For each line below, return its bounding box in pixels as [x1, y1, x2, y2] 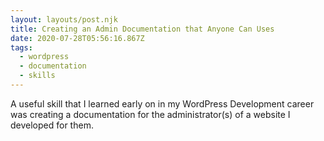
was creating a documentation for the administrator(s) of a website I [10, 108, 291, 120]
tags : [10, 42, 33, 53]
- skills [19, 71, 56, 81]
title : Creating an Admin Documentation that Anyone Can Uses [10, 24, 275, 34]
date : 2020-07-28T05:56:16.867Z [10, 33, 145, 43]
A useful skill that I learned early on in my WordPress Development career [10, 97, 315, 110]
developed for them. [10, 119, 94, 131]
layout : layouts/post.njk [10, 14, 118, 25]
